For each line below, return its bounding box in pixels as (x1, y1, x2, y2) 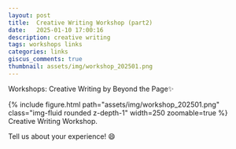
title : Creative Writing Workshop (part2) (8, 19, 153, 27)
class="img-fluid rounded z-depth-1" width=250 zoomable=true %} (8, 107, 228, 118)
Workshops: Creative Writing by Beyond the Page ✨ (8, 84, 175, 93)
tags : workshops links (8, 41, 83, 49)
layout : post (8, 11, 51, 20)
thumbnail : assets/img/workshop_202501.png (8, 63, 153, 71)
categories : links (8, 48, 68, 56)
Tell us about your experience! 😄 (8, 131, 116, 141)
